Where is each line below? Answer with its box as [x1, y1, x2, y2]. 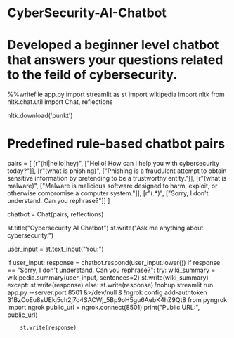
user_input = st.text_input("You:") [7, 245, 104, 254]
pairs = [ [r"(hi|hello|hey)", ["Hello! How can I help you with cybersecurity [7, 160, 220, 168]
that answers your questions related [7, 52, 223, 68]
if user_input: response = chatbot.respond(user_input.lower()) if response [7, 259, 221, 267]
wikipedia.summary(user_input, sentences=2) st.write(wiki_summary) [7, 273, 209, 282]
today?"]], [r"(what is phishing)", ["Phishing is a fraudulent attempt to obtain [7, 167, 227, 175]
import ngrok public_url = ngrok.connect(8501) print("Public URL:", [7, 304, 200, 312]
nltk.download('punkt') [7, 111, 73, 120]
